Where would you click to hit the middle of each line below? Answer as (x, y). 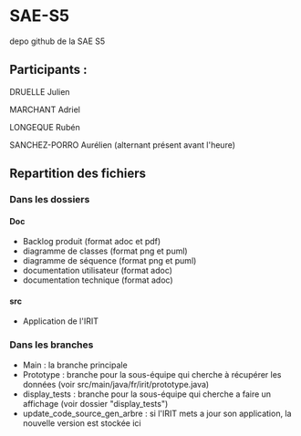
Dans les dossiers (50, 200)
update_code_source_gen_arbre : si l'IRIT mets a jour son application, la (157, 413)
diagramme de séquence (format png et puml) (109, 261)
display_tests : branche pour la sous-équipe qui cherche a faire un (147, 394)
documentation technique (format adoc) (98, 280)
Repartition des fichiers (78, 174)
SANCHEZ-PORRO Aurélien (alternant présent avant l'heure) (122, 145)
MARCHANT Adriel (45, 109)
